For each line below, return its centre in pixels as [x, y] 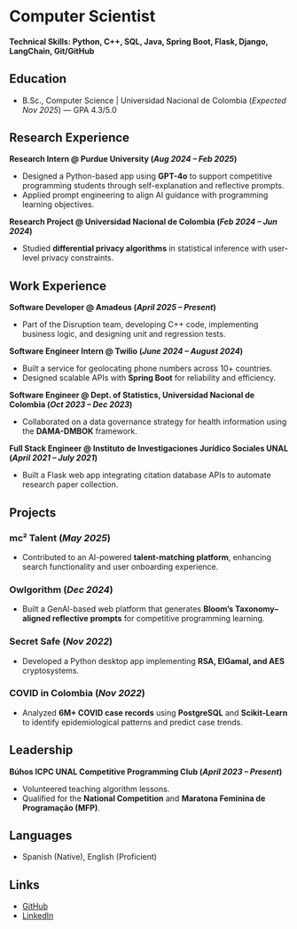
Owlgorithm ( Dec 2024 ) [61, 589]
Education [38, 79]
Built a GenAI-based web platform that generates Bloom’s [128, 609]
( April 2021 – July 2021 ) [53, 458]
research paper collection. [70, 485]
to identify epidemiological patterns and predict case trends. [133, 722]
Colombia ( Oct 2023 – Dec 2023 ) [71, 404]
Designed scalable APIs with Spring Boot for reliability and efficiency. [149, 378]
